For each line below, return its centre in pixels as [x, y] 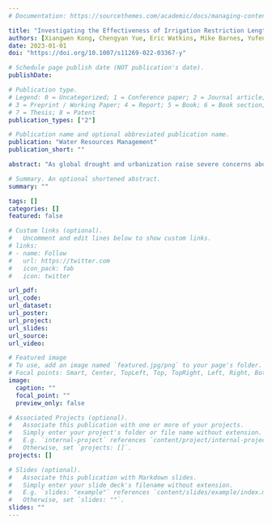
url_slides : [28, 328]
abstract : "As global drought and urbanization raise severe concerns [130, 164]
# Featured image [38, 358]
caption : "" [36, 388]
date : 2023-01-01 [38, 45]
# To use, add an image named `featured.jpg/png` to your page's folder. [136, 365]
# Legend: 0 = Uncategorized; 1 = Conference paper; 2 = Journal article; [137, 97]
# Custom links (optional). [56, 231]
